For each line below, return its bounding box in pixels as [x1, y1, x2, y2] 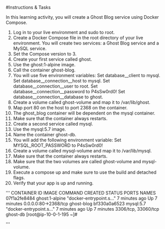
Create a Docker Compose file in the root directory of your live [13, 35, 143, 41]
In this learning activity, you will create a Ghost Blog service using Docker [6, 14, 159, 20]
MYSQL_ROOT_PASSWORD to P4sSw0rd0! [13, 142, 103, 148]
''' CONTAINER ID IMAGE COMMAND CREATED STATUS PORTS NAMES [6, 190, 156, 196]
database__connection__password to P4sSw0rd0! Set [13, 89, 126, 94]
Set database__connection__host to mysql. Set [13, 78, 110, 84]
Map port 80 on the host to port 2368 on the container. [13, 105, 128, 110]
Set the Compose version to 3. [13, 51, 77, 57]
